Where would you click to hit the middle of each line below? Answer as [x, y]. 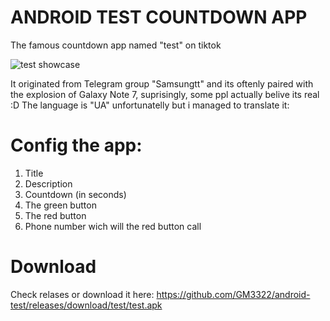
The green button [60, 205]
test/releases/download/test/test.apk [86, 305]
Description [48, 183]
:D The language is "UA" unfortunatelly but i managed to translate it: [150, 105]
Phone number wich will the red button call [113, 226]
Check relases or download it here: [82, 294]
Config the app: [76, 145]
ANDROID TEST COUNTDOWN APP [159, 17]
